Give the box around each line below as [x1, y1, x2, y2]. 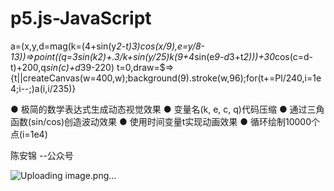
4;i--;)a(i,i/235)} [10, 82, 77, 94]
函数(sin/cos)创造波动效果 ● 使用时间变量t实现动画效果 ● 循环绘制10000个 [10, 115, 321, 127]
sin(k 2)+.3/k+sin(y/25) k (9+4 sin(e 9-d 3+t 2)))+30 [77, 50, 275, 62]
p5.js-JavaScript [10, 7, 152, 30]
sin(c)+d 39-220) [45, 61, 115, 73]
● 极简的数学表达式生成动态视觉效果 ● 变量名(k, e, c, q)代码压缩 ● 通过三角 [10, 103, 325, 115]
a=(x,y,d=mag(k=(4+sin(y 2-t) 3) [10, 40, 141, 52]
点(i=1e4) [10, 128, 48, 140]
